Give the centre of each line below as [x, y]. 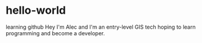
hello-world [36, 10]
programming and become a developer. [55, 33]
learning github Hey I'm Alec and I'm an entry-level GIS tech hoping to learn [101, 27]
